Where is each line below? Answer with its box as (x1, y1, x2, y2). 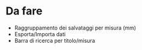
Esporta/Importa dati (14, 30, 66, 37)
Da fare (5, 4, 43, 18)
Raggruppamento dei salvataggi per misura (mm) (14, 24, 137, 31)
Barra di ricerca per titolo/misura (14, 37, 96, 44)
